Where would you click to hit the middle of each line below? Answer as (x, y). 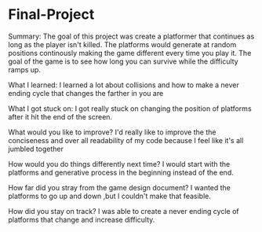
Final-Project (51, 15)
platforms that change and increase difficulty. (82, 219)
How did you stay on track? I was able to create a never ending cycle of (124, 211)
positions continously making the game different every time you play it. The (130, 53)
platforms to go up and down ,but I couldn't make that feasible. (110, 196)
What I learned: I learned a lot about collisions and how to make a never (124, 85)
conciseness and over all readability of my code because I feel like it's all (126, 140)
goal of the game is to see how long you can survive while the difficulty (123, 61)
